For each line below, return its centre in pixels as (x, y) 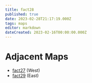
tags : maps (16, 23)
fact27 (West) (26, 70)
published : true (22, 14)
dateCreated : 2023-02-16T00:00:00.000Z (46, 32)
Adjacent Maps (37, 57)
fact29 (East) (25, 75)
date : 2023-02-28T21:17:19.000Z (38, 19)
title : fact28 (20, 10)
